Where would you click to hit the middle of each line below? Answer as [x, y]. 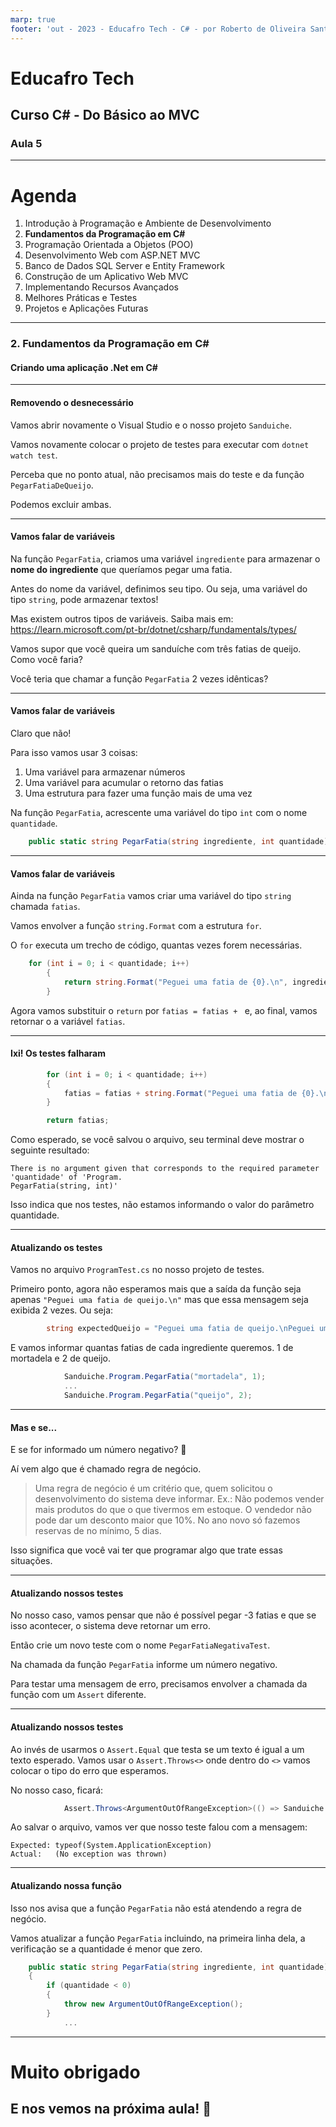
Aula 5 [26, 143]
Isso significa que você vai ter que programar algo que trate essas [146, 1550]
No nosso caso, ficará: [57, 1790]
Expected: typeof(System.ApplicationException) [111, 1846]
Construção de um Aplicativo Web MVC [106, 277]
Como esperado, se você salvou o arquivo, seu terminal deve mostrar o [157, 1140]
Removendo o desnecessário [72, 403]
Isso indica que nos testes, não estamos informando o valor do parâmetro [162, 1205]
